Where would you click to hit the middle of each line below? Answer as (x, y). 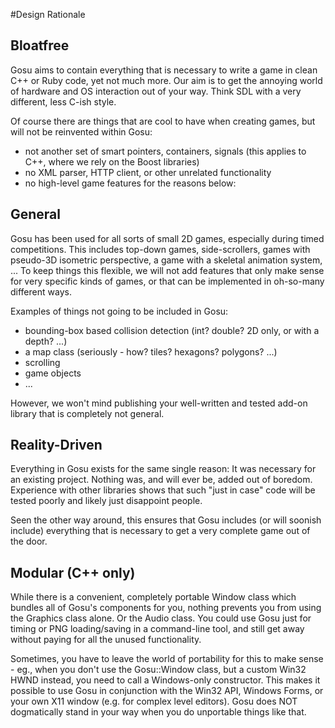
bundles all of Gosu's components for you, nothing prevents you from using (166, 608)
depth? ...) (46, 341)
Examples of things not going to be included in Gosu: (119, 311)
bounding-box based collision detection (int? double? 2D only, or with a (172, 330)
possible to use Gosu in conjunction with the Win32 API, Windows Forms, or (167, 691)
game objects (53, 373)
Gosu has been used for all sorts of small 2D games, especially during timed (167, 238)
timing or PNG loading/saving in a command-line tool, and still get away (157, 629)
